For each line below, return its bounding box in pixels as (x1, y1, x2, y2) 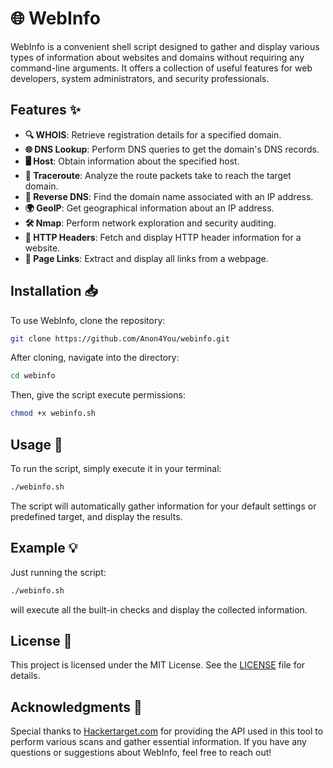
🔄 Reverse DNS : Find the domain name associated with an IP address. (24, 190, 314, 202)
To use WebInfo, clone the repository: (10, 314, 166, 326)
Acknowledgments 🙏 (10, 698, 143, 716)
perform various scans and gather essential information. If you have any (10, 736, 307, 748)
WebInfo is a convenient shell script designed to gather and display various (10, 40, 320, 52)
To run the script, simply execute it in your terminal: (10, 463, 222, 474)
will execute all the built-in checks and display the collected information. (10, 603, 308, 616)
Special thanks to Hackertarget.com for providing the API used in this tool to (10, 725, 324, 737)
